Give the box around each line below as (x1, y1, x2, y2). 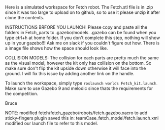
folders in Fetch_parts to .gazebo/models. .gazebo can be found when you (5, 30, 157, 35)
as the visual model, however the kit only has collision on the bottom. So (5, 60, 152, 66)
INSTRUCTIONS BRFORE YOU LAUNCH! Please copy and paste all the (5, 24, 148, 30)
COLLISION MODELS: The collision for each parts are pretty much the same (5, 55, 159, 61)
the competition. (5, 91, 38, 96)
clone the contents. (5, 15, 44, 20)
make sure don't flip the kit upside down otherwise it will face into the (5, 65, 146, 71)
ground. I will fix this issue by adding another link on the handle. (5, 71, 134, 76)
